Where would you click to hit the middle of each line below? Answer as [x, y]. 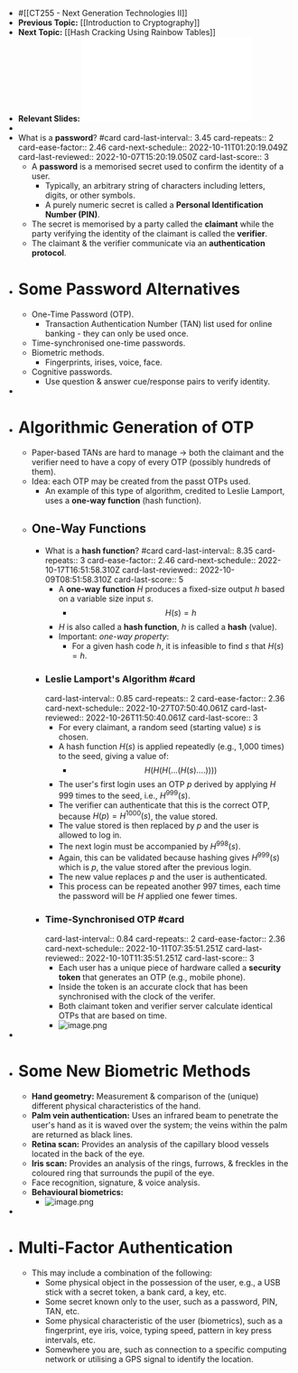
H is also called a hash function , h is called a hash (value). [168, 626]
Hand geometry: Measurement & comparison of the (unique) [145, 1096]
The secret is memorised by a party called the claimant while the [153, 224]
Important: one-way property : [114, 636]
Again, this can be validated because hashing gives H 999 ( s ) [169, 857]
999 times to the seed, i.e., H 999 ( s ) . [125, 794]
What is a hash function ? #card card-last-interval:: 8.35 [149, 551]
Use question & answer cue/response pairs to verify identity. [158, 381]
